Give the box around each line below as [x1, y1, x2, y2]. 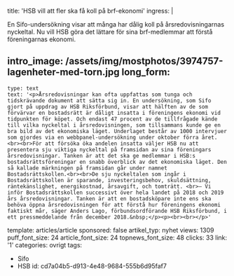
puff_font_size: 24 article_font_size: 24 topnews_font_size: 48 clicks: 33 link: [7, 233, 228, 242]
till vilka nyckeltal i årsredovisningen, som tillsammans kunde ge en [7, 121, 221, 129]
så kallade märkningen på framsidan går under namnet [7, 165, 168, 172]
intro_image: [7, 55, 64, 67]
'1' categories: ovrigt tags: [7, 240, 83, 249]
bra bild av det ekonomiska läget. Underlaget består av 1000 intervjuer [7, 127, 228, 134]
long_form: [121, 67, 170, 78]
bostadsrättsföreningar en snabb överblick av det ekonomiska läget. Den [7, 158, 228, 165]
